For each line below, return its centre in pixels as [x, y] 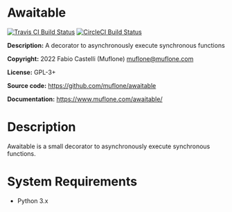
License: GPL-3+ [32, 72]
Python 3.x [33, 201]
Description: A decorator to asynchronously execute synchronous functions [116, 45]
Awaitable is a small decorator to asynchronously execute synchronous [109, 146]
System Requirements [72, 182]
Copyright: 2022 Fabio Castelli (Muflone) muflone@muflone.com [100, 59]
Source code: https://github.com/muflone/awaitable [82, 85]
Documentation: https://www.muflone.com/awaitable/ [85, 99]
